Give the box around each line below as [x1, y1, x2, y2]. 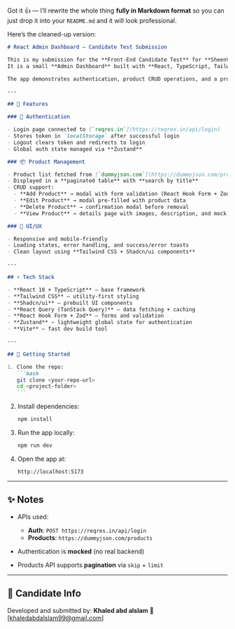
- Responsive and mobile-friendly [7, 235, 108, 243]
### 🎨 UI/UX [7, 222, 42, 230]
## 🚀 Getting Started [7, 351, 71, 358]
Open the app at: [17, 454, 66, 463]
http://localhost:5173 [17, 468, 84, 475]
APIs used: [17, 512, 49, 521]
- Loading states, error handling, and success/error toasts [7, 242, 190, 249]
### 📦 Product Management [7, 158, 85, 165]
